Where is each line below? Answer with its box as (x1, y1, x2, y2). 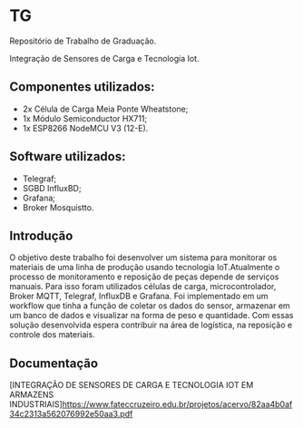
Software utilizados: (9, 149, 126, 164)
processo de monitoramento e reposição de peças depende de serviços (9, 271, 279, 282)
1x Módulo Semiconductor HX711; (22, 112, 148, 123)
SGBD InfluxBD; (22, 182, 82, 193)
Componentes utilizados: (9, 79, 156, 95)
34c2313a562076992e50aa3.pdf (9, 409, 133, 420)
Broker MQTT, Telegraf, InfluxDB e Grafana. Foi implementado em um (9, 291, 269, 302)
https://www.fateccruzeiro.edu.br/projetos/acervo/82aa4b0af (62, 399, 293, 410)
